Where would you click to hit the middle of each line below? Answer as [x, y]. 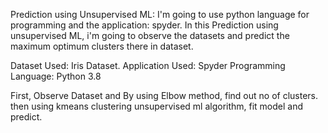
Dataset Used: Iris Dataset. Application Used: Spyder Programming [148, 65]
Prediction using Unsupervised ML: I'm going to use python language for [160, 14]
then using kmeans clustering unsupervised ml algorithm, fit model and [157, 106]
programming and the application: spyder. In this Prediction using [144, 25]
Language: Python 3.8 [56, 76]
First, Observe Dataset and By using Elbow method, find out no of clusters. [164, 95]
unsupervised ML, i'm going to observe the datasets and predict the [150, 35]
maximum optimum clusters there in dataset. [102, 46]
